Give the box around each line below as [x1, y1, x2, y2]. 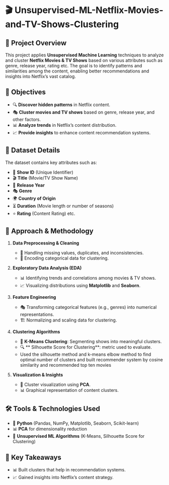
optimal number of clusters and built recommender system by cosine [20, 357, 163, 363]
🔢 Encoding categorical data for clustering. [20, 255, 109, 261]
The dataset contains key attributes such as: [5, 159, 97, 166]
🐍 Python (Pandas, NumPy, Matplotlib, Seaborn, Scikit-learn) [12, 420, 139, 426]
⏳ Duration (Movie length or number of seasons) [12, 203, 114, 209]
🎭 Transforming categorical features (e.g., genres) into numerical [20, 304, 157, 310]
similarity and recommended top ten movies [20, 362, 112, 368]
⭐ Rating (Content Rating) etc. [12, 210, 75, 216]
